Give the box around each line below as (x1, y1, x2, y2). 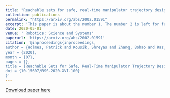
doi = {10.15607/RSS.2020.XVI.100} (5, 69, 80, 74)
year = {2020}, (5, 50, 37, 55)
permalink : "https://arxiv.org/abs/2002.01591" (5, 17, 108, 22)
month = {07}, (5, 54, 35, 60)
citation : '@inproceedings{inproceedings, (5, 40, 96, 45)
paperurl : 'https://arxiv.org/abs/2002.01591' (5, 36, 105, 41)
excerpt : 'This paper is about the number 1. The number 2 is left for (5, 21, 159, 27)
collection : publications (5, 12, 60, 17)
